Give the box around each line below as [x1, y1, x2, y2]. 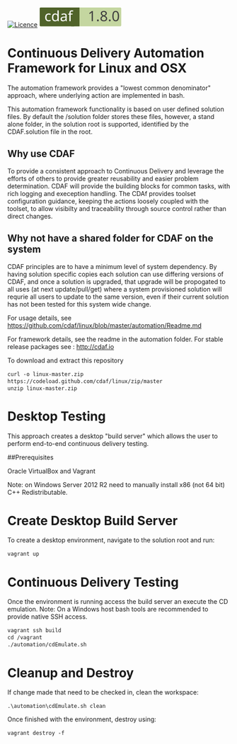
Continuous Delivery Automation [7, 45, 205, 62]
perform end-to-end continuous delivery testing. [7, 439, 149, 447]
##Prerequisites [7, 453, 54, 462]
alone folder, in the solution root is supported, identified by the [7, 120, 189, 128]
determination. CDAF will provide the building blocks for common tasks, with [7, 181, 231, 190]
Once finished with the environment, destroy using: [7, 715, 157, 723]
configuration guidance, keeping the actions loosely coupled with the [7, 197, 209, 205]
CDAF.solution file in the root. [7, 127, 93, 136]
